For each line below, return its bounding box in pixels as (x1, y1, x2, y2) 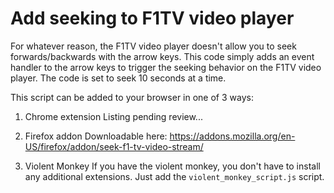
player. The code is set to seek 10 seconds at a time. (10, 72, 227, 84)
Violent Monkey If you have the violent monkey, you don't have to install (24, 160, 321, 172)
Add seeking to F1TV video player (10, 7, 295, 30)
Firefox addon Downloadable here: (24, 130, 168, 142)
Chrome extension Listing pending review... (24, 110, 203, 122)
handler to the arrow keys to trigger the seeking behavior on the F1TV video (10, 61, 322, 73)
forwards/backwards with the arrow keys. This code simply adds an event (10, 50, 315, 62)
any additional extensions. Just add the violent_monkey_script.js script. (24, 170, 325, 182)
